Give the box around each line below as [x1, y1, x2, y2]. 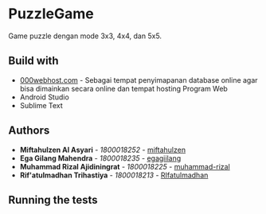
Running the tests [8, 193, 98, 207]
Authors [8, 124, 50, 138]
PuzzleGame [8, 5, 94, 23]
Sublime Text [19, 100, 64, 110]
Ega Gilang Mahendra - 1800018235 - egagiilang [19, 153, 182, 163]
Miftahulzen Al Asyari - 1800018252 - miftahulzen [19, 145, 186, 154]
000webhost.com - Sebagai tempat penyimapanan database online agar [19, 75, 258, 84]
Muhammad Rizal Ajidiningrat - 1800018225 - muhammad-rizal [19, 161, 231, 171]
